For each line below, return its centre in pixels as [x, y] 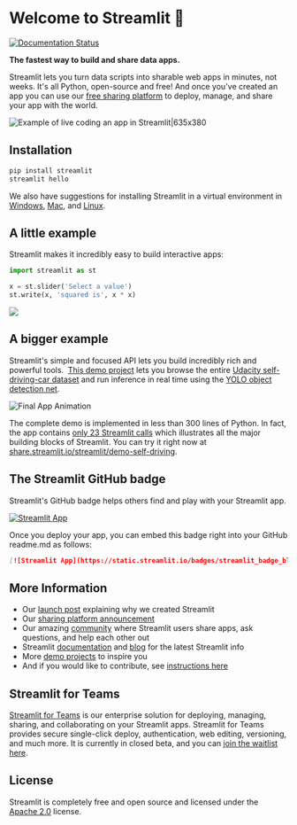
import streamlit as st [53, 271]
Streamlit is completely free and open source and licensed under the [134, 802]
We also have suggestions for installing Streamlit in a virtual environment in [146, 196]
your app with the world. [54, 105]
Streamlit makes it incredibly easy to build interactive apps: [116, 254]
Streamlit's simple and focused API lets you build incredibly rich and [133, 360]
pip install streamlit [51, 171]
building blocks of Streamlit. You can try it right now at [108, 441]
